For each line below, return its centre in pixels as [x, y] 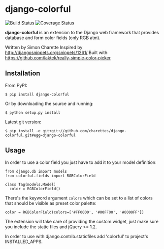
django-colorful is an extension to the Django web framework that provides [82, 32]
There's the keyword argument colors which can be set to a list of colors [79, 198]
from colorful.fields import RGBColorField [50, 176]
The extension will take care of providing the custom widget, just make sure [82, 221]
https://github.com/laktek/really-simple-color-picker [58, 57]
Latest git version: [23, 122]
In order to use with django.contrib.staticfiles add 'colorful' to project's [77, 236]
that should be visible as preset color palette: [51, 203]
